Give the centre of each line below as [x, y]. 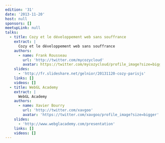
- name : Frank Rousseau [42, 55]
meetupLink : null [23, 28]
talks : [12, 32]
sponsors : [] [18, 23]
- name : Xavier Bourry [41, 106]
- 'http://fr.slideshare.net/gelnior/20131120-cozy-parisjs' [82, 74]
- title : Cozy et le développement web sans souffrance [68, 37]
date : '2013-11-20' [25, 14]
